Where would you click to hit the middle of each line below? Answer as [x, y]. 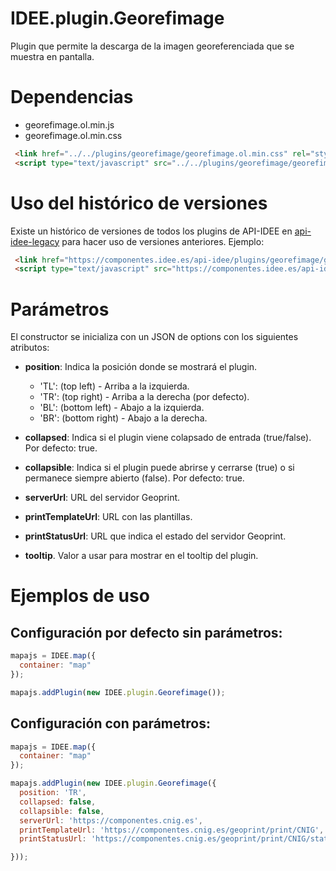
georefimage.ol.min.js [69, 124]
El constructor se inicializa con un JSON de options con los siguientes [154, 337]
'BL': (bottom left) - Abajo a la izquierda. [122, 408]
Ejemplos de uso [80, 596]
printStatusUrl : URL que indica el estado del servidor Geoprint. [155, 536]
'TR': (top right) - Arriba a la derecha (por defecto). [144, 397]
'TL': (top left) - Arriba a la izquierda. [114, 386]
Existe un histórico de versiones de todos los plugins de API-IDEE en [151, 231]
